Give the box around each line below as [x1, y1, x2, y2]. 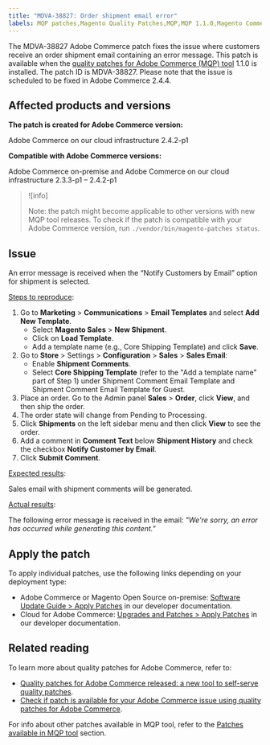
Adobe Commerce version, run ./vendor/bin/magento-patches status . [27, 223, 260, 233]
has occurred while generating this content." [8, 524, 157, 534]
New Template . [19, 317, 72, 326]
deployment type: [8, 576, 67, 587]
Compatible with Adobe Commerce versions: [8, 151, 162, 161]
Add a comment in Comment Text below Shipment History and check [19, 436, 253, 446]
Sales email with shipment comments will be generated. [8, 484, 193, 494]
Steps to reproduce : [8, 293, 75, 302]
